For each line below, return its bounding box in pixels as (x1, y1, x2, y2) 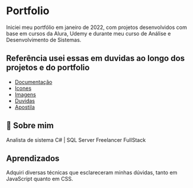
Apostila (14, 103, 36, 111)
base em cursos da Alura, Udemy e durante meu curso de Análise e (6, 30, 171, 37)
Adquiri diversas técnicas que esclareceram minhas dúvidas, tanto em (6, 169, 178, 176)
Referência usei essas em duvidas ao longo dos (6, 53, 185, 63)
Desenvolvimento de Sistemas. (6, 36, 82, 43)
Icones (14, 85, 31, 92)
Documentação (14, 78, 53, 85)
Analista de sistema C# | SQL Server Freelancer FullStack (6, 136, 146, 143)
